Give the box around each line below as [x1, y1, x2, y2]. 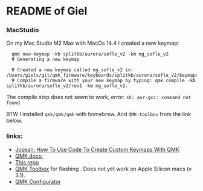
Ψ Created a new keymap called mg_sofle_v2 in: [11, 67, 134, 73]
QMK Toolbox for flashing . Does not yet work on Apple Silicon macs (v [14, 165, 192, 172]
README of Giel [6, 4, 88, 18]
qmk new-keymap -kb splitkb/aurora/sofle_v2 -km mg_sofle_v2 [11, 51, 169, 57]
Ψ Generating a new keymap [11, 56, 80, 63]
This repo [14, 158, 39, 166]
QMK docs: [14, 152, 43, 160]
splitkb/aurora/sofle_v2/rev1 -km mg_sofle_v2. [6, 83, 129, 89]
